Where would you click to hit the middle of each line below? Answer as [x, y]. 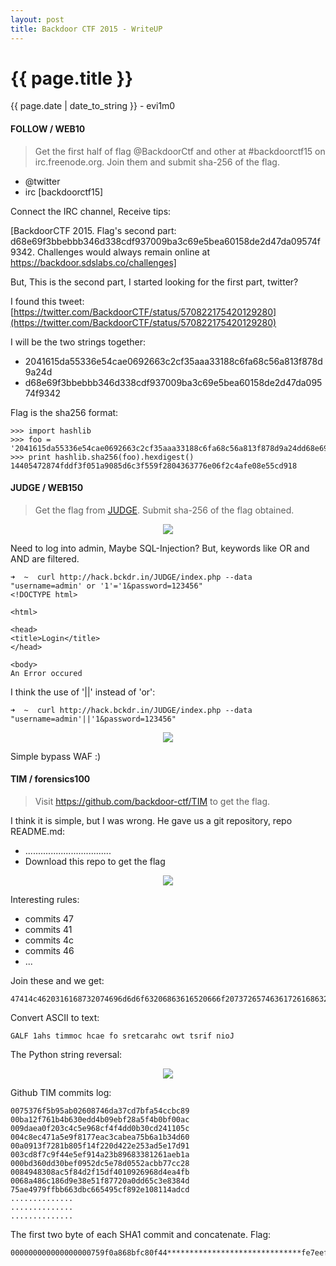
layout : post [37, 19]
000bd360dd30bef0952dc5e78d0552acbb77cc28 [100, 1164]
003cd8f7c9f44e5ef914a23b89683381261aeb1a [100, 1155]
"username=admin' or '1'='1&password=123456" [106, 586]
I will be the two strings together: [78, 342]
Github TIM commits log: [61, 1093]
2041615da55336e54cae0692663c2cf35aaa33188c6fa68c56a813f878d [173, 361]
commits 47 [49, 919]
